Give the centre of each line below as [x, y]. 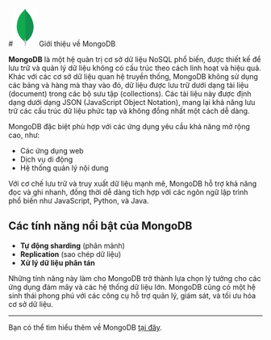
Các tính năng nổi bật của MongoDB [100, 226]
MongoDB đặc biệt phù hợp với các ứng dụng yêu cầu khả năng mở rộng [129, 126]
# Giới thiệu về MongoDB [62, 44]
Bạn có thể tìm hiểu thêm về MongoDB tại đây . [85, 327]
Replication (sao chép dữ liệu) [71, 254]
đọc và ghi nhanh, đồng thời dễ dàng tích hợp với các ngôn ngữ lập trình [128, 192]
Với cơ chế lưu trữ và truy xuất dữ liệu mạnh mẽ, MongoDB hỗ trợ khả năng [132, 183]
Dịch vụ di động [46, 159]
